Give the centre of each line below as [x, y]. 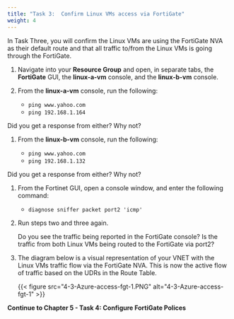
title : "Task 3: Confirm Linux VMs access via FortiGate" [96, 14]
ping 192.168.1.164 [57, 112]
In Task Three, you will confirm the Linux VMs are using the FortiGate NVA [115, 40]
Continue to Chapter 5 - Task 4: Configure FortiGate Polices [96, 308]
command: [33, 195]
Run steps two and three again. [63, 223]
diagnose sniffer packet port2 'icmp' [85, 209]
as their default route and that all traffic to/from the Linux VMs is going [110, 48]
